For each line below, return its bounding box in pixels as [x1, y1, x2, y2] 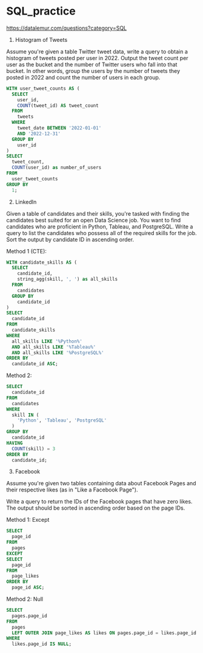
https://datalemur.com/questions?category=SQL [6, 24, 127, 32]
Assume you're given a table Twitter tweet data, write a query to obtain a [6, 47, 188, 55]
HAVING [6, 440, 23, 446]
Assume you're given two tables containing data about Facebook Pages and [6, 480, 196, 487]
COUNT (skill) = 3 [12, 445, 56, 452]
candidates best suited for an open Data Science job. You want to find [6, 216, 181, 224]
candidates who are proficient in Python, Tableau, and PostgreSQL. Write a [6, 223, 193, 230]
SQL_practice [6, 4, 76, 18]
